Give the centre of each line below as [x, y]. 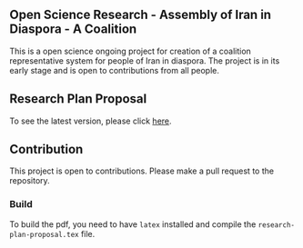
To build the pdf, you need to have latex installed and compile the [133, 224]
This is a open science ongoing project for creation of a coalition [131, 51]
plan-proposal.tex [44, 234]
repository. [30, 181]
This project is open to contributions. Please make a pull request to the [142, 171]
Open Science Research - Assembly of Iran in [140, 15]
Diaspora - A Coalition [73, 30]
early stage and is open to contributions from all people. [115, 70]
